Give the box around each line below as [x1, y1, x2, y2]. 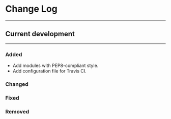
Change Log [5, 3, 58, 15]
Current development [5, 30, 75, 38]
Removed [5, 108, 30, 115]
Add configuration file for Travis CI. [12, 68, 87, 74]
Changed [5, 80, 29, 87]
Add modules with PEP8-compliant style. [12, 62, 99, 69]
